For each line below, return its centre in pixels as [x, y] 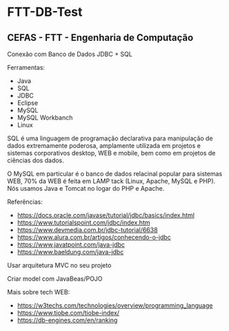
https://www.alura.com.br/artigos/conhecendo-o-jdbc [94, 237]
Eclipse [28, 103]
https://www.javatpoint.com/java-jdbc [71, 245]
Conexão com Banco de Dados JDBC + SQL [70, 54]
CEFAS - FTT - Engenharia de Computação [100, 38]
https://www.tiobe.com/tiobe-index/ [68, 313]
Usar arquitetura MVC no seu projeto [59, 265]
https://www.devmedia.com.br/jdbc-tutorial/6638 [87, 230]
